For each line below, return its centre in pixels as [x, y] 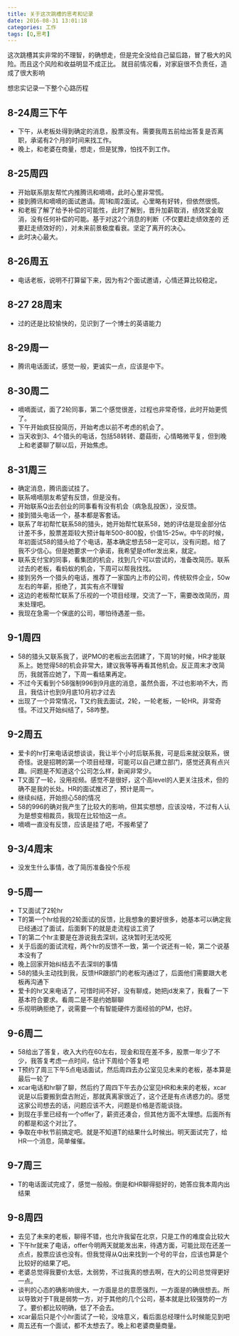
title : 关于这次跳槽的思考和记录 [51, 14]
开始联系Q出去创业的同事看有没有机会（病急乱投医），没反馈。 [109, 506]
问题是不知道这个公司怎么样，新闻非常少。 [92, 770]
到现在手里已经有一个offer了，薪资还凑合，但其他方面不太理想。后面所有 [124, 1114]
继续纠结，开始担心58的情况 [59, 797]
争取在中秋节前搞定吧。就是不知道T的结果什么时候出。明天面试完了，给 [122, 1132]
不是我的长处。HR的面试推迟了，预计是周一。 [91, 788]
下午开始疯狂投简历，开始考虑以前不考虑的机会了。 [92, 427]
